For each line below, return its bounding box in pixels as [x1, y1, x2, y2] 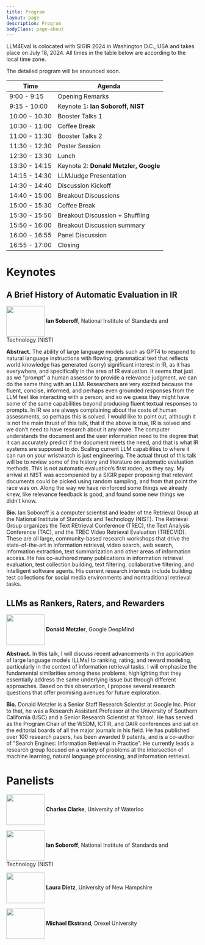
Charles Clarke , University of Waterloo [45, 805, 144, 813]
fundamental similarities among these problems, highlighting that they [6, 669, 182, 677]
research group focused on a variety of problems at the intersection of [6, 746, 184, 753]
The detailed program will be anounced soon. [6, 68, 121, 75]
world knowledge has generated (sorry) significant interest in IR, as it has [6, 361, 190, 368]
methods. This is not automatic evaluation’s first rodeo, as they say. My [6, 465, 185, 472]
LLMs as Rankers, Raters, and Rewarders [6, 598, 165, 608]
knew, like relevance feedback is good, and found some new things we [6, 490, 184, 498]
